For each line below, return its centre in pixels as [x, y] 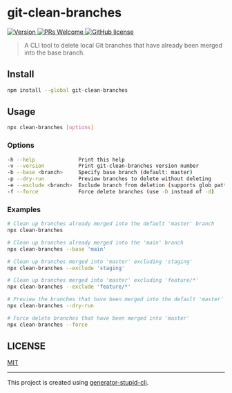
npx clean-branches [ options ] [51, 128]
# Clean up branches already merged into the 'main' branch [96, 242]
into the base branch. [54, 52]
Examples [24, 209]
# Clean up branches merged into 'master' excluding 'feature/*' [103, 280]
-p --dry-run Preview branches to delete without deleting [109, 179]
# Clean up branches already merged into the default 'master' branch [111, 224]
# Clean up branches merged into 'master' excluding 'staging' [100, 261]
